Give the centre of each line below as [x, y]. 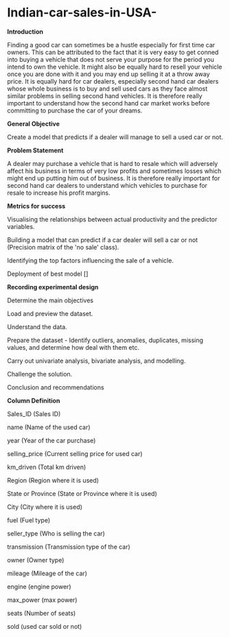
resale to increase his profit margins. [59, 193]
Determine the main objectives [50, 300]
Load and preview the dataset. [50, 313]
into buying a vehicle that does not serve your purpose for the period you [111, 59]
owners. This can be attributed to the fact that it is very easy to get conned [113, 52]
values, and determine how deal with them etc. [73, 347]
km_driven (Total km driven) [47, 467]
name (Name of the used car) [49, 427]
